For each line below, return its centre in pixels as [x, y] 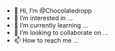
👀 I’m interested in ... [43, 18]
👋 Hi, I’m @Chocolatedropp [53, 11]
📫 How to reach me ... [46, 40]
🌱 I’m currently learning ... [51, 25]
